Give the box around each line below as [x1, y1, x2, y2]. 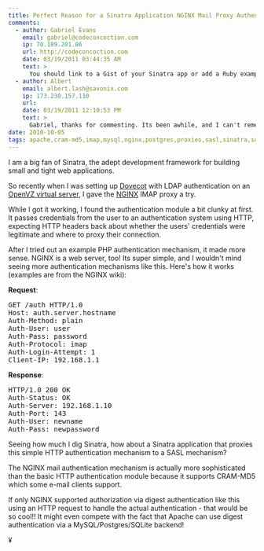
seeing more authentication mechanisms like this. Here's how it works [8, 261, 234, 271]
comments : [8, 19, 41, 27]
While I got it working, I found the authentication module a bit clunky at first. [8, 204, 254, 214]
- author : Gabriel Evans [15, 26, 97, 34]
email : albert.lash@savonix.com [22, 84, 128, 93]
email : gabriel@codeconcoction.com [22, 33, 139, 42]
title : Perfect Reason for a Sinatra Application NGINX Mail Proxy [8, 11, 234, 20]
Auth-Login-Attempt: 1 [8, 347, 96, 356]
